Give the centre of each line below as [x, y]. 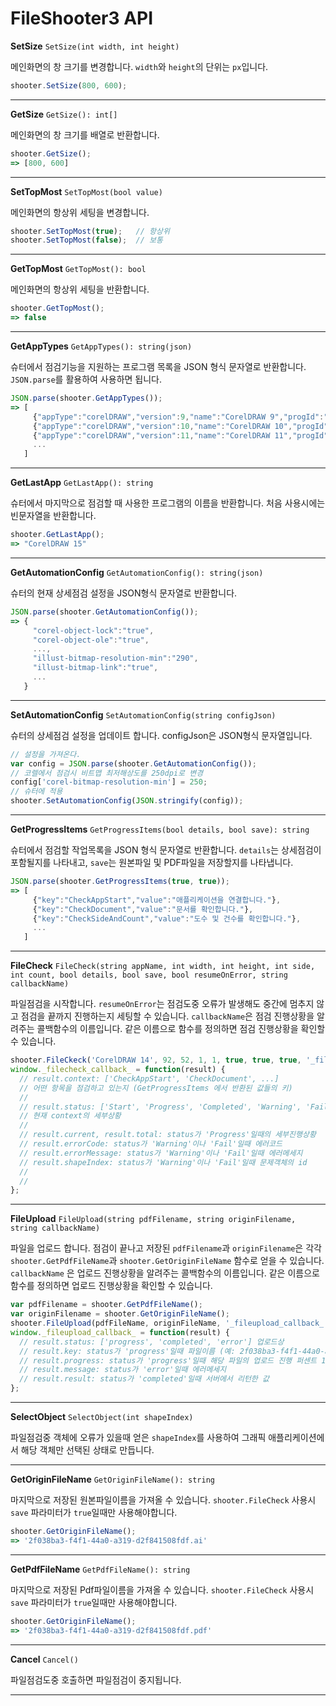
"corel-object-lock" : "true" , [93, 630]
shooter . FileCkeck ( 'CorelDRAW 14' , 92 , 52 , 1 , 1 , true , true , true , [156, 1060]
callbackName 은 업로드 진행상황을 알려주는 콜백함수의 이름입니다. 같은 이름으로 [165, 1273]
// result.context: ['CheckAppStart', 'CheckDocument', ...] [149, 1078]
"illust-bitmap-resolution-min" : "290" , [115, 658]
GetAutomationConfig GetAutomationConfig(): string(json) [137, 572]
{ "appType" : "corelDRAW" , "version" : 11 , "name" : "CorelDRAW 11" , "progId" [180, 435]
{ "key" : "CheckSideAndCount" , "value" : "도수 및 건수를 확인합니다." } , [167, 918]
